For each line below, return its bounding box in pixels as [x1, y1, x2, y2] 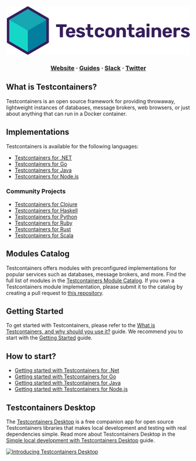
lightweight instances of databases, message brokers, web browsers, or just [6, 104, 190, 111]
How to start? [6, 351, 57, 361]
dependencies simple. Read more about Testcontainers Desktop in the [6, 431, 176, 438]
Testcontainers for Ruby [14, 219, 73, 226]
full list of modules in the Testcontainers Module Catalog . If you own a [6, 277, 174, 284]
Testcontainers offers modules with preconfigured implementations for [6, 265, 177, 272]
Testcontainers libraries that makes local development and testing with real [6, 425, 187, 432]
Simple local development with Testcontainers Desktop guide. [6, 437, 155, 444]
